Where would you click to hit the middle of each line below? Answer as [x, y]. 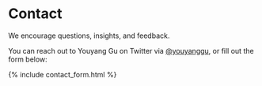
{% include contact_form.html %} [63, 74]
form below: [28, 59]
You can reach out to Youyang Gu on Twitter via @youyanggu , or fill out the [131, 50]
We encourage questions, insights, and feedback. [89, 36]
